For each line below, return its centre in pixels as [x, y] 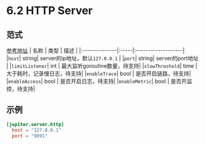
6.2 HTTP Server [50, 11]
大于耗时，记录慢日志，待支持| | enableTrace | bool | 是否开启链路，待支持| [99, 73]
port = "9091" [30, 136]
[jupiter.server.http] [35, 124]
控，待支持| [21, 89]
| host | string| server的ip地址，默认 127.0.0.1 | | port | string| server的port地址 [102, 58]
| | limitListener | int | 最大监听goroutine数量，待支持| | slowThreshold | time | [102, 66]
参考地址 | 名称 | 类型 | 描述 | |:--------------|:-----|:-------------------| [95, 50]
